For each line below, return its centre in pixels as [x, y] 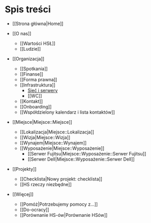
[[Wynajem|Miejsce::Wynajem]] [53, 143]
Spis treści [28, 9]
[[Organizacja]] [28, 59]
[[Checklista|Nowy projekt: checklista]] [61, 179]
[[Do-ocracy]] [35, 209]
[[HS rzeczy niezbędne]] [46, 184]
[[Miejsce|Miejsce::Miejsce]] [42, 122]
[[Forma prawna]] [38, 79]
